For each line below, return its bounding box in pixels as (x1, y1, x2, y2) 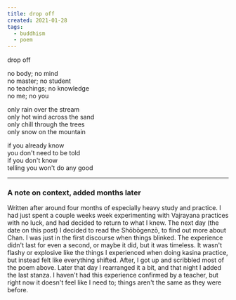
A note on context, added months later (7, 188, 142, 197)
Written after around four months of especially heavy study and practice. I (7, 204, 221, 212)
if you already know (7, 141, 65, 150)
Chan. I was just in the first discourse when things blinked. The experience (7, 233, 223, 242)
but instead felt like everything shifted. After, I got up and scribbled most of (7, 256, 225, 264)
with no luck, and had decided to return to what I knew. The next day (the (7, 219, 219, 227)
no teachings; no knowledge (7, 84, 90, 93)
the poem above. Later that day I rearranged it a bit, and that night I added (7, 263, 222, 272)
